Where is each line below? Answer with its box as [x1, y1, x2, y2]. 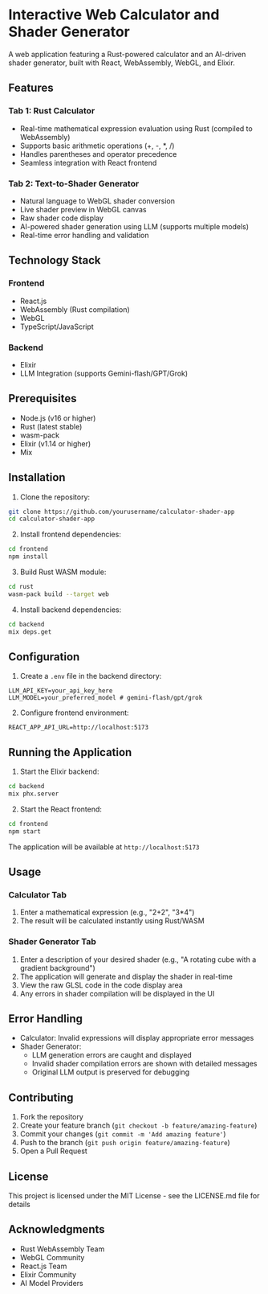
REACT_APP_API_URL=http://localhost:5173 [8, 724, 149, 732]
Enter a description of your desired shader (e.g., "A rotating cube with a [19, 955, 257, 964]
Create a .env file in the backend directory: [19, 672, 162, 681]
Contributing [8, 1091, 74, 1104]
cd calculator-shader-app [8, 515, 95, 524]
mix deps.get [8, 627, 52, 636]
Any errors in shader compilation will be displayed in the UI [19, 988, 215, 998]
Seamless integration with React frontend [19, 158, 157, 167]
